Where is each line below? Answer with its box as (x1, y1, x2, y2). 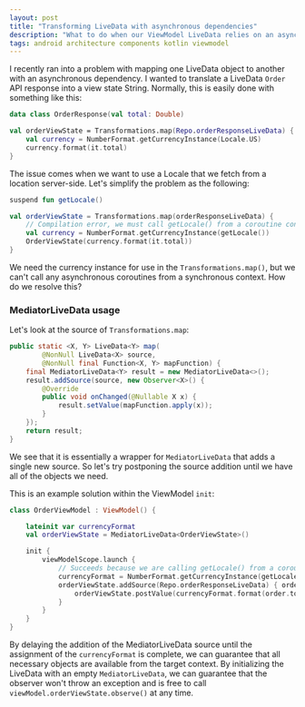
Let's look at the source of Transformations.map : (9, 324, 190, 336)
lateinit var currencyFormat (25, 522, 136, 531)
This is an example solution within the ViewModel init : (9, 487, 215, 499)
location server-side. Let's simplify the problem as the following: (9, 178, 250, 189)
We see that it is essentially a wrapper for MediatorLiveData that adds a (9, 451, 275, 462)
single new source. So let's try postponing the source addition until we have (9, 460, 293, 472)
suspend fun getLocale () (9, 195, 103, 204)
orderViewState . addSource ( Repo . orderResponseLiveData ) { (57, 580, 279, 590)
